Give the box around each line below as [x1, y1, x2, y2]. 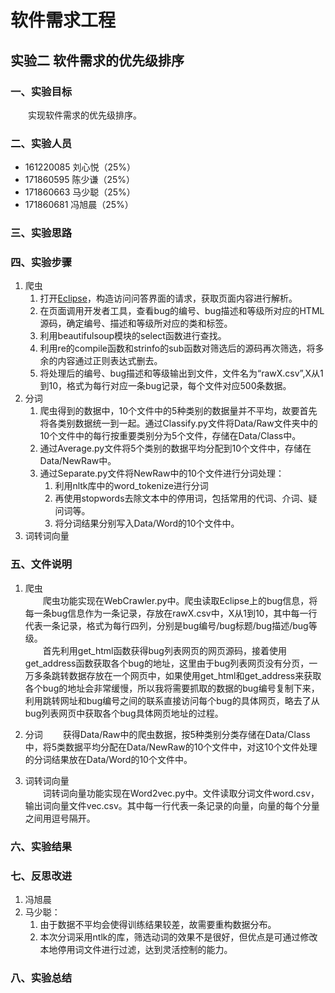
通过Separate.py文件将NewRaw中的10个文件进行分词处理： [39, 467, 285, 480]
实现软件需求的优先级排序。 [28, 109, 142, 121]
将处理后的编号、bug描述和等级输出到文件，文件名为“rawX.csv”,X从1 [39, 367, 324, 380]
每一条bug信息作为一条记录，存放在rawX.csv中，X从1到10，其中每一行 [24, 607, 318, 619]
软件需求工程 [10, 9, 117, 32]
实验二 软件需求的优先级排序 [10, 52, 185, 69]
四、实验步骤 [10, 256, 73, 270]
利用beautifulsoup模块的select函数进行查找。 [39, 330, 227, 342]
